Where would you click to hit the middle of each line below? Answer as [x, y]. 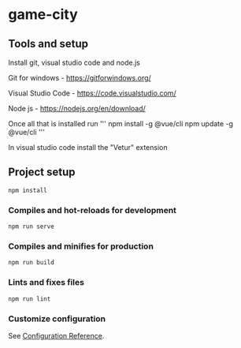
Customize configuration [57, 319]
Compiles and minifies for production [81, 246]
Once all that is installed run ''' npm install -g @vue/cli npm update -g [121, 123]
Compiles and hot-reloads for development [93, 210]
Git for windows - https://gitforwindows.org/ [80, 78]
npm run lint [30, 299]
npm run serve [32, 226]
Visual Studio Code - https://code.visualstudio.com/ [92, 93]
